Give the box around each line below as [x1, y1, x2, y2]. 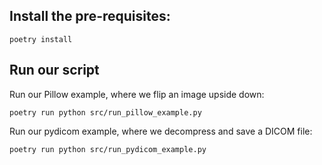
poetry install [9, 34, 73, 44]
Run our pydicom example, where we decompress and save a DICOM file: [9, 125, 313, 137]
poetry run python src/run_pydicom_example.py [9, 144, 207, 154]
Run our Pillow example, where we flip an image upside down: [9, 88, 265, 100]
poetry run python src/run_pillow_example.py [9, 107, 202, 118]
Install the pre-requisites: [9, 8, 171, 25]
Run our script [9, 62, 100, 79]
